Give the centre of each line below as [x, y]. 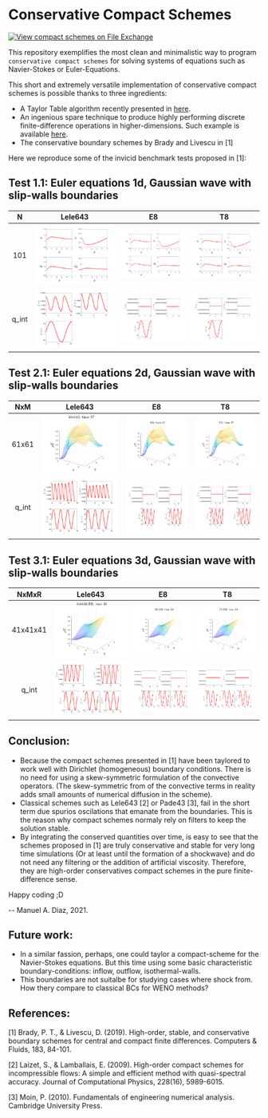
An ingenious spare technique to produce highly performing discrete [132, 117]
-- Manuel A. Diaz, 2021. [48, 910]
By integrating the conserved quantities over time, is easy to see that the [139, 836]
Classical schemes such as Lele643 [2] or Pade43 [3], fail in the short [134, 803]
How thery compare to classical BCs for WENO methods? [114, 988]
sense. [67, 879]
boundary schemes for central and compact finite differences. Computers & [133, 1041]
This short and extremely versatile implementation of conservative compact [132, 85]
